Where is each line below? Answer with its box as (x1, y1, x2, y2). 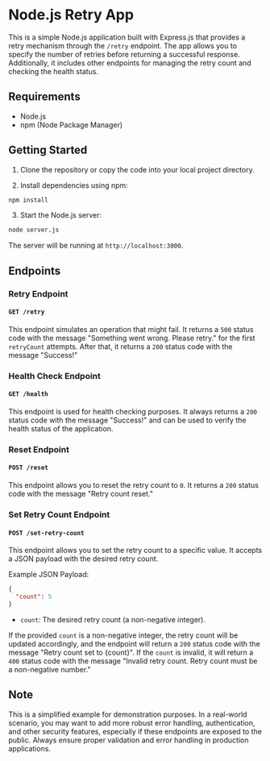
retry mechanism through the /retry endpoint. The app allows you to (8, 40, 238, 50)
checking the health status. (8, 66, 99, 76)
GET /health (8, 390, 48, 398)
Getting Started (8, 143, 88, 157)
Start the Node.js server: (19, 210, 102, 220)
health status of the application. (8, 423, 114, 433)
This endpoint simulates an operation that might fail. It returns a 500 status (8, 324, 254, 334)
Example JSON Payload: (8, 570, 89, 580)
